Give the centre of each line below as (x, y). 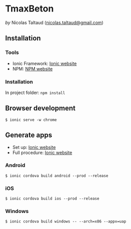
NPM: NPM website (32, 68)
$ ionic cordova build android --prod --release (57, 175)
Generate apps (29, 135)
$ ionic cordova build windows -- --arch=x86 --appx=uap (66, 221)
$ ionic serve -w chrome (31, 120)
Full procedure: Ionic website (42, 152)
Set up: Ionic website (34, 147)
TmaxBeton (29, 9)
